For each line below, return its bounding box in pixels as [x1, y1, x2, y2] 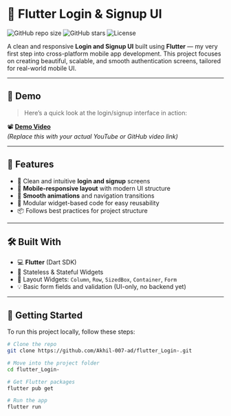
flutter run [7, 404, 41, 411]
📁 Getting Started [7, 309, 83, 321]
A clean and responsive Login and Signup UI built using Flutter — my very [7, 42, 218, 50]
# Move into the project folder [7, 360, 100, 367]
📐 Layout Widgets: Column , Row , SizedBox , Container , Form [16, 275, 177, 284]
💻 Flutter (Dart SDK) [16, 258, 77, 266]
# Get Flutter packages [7, 378, 76, 385]
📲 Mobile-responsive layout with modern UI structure [16, 184, 170, 192]
